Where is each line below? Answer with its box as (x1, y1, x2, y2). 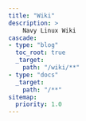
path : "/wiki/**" (22, 64, 80, 72)
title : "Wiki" (8, 11, 56, 20)
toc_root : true (15, 49, 66, 57)
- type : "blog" (8, 41, 59, 49)
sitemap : (8, 93, 37, 101)
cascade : (8, 33, 37, 42)
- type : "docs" (8, 71, 59, 79)
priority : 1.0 (15, 100, 62, 108)
